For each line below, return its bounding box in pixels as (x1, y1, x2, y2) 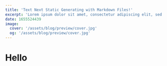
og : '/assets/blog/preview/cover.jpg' (9, 30, 91, 35)
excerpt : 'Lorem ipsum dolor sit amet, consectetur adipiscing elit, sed (5, 12, 162, 17)
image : (5, 21, 19, 26)
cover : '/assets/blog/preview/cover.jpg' (9, 26, 97, 31)
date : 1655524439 (5, 16, 41, 21)
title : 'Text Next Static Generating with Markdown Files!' (5, 7, 133, 12)
